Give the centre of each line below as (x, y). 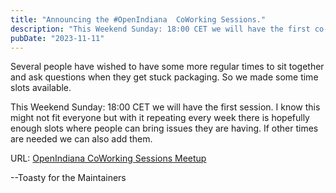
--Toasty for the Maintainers (68, 178)
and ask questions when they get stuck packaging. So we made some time (164, 77)
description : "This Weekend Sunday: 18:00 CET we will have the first (160, 29)
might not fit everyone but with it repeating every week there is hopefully (160, 118)
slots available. (41, 88)
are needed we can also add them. (81, 139)
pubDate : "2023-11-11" (57, 38)
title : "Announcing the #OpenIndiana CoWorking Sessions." (138, 19)
